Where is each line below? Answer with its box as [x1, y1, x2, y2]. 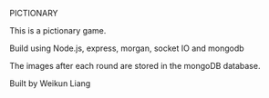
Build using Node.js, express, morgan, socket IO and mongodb [9, 43, 244, 54]
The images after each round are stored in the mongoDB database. [9, 61, 261, 71]
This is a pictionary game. [9, 25, 107, 35]
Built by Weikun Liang [9, 78, 91, 89]
